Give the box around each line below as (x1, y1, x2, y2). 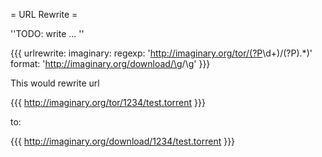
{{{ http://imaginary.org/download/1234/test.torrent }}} (10, 135, 236, 147)
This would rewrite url (10, 77, 100, 89)
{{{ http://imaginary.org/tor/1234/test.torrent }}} (10, 97, 206, 108)
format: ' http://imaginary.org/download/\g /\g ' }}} (10, 58, 211, 69)
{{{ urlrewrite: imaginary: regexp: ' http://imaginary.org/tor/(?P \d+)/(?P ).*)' (10, 47, 313, 59)
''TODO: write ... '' (10, 28, 85, 39)
